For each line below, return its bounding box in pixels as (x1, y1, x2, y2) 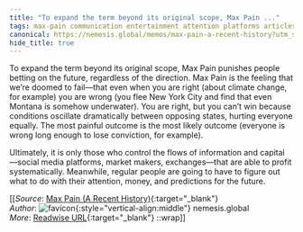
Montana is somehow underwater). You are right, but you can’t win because (9, 101, 291, 112)
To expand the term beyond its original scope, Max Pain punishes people (9, 63, 280, 74)
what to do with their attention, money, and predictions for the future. (9, 176, 266, 187)
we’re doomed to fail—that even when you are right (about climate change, (9, 82, 288, 93)
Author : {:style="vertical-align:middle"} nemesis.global (9, 203, 250, 214)
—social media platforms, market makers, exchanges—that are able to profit (9, 156, 292, 167)
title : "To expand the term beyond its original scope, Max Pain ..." (9, 13, 280, 22)
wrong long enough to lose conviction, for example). (9, 129, 204, 140)
